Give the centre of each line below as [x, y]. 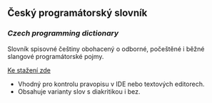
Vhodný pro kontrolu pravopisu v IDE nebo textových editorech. [111, 84]
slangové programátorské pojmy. [56, 56]
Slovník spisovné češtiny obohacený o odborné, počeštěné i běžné [106, 49]
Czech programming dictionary [63, 33]
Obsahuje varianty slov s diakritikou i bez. [79, 91]
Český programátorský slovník [77, 13]
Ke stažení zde [29, 70]
